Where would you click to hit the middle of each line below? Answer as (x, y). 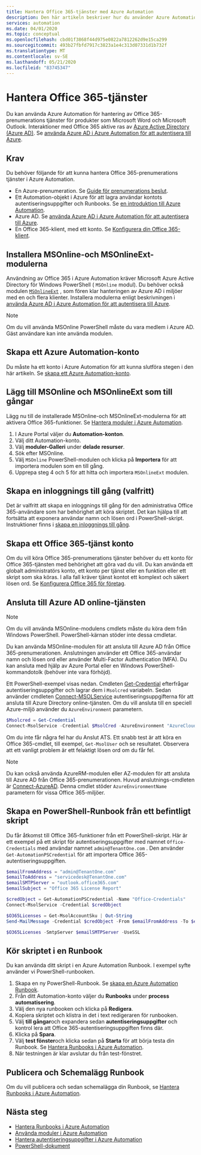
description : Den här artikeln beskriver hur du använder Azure (88, 17)
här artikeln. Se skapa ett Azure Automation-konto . (69, 373)
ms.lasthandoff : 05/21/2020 (41, 62)
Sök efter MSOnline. (39, 453)
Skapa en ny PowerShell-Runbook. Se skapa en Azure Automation (96, 983)
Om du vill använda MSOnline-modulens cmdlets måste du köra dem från (97, 629)
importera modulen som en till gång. (60, 465)
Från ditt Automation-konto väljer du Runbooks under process (92, 996)
